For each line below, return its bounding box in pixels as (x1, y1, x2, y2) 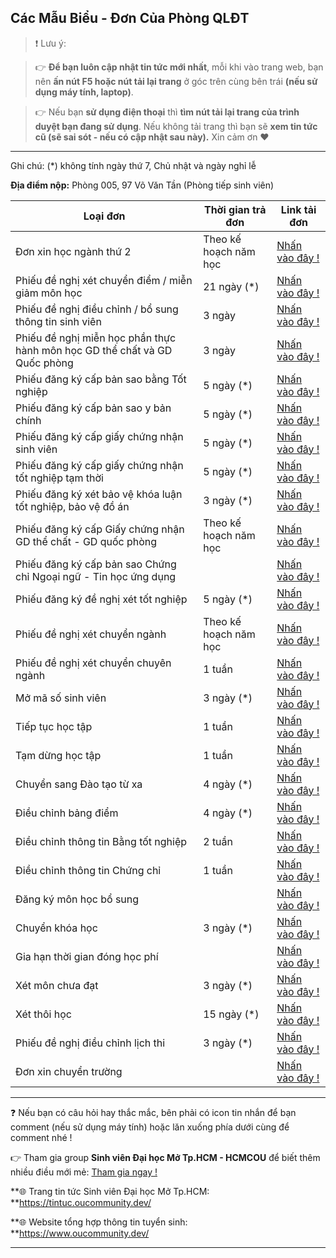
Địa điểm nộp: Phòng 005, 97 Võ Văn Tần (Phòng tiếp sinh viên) (10, 179, 275, 191)
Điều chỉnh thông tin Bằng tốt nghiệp (15, 834, 188, 848)
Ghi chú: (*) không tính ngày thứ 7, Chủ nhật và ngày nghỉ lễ (10, 159, 257, 171)
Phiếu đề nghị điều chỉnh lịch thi (15, 1036, 166, 1050)
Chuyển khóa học (15, 921, 98, 935)
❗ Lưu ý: (34, 37, 67, 49)
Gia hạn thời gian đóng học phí (15, 949, 159, 963)
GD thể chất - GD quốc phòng (15, 534, 158, 548)
